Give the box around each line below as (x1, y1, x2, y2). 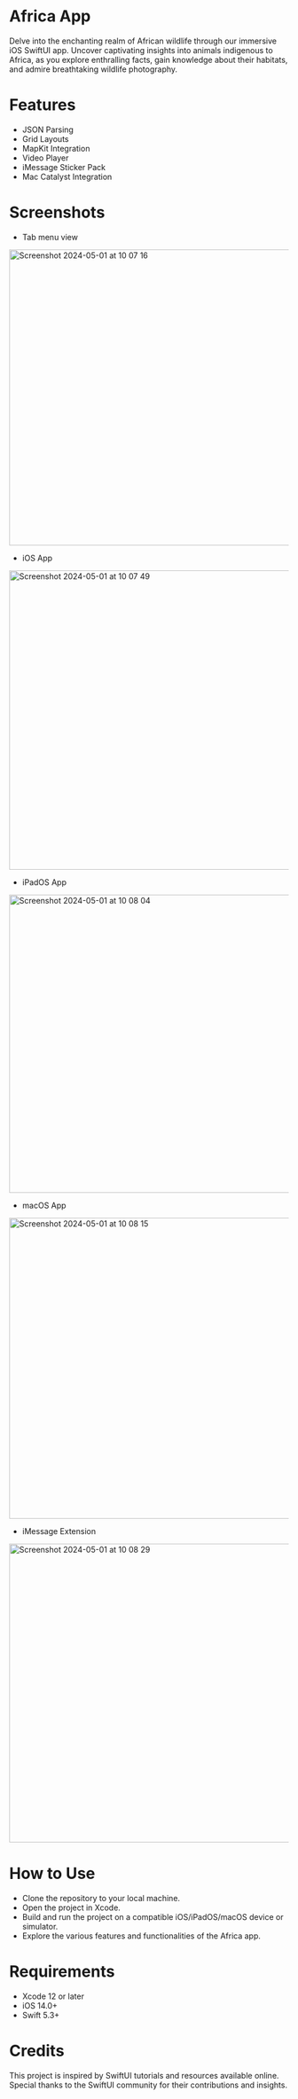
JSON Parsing (21, 124, 74, 135)
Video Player (21, 153, 69, 163)
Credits (9, 2040, 65, 2061)
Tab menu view (21, 231, 78, 242)
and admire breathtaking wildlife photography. (9, 64, 178, 74)
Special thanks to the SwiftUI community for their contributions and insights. (9, 2079, 288, 2090)
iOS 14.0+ (21, 2000, 58, 2010)
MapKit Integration (21, 143, 90, 153)
